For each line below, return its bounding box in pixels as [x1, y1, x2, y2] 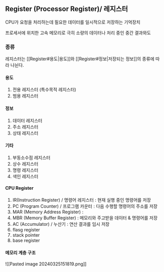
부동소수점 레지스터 [12, 155, 51, 161]
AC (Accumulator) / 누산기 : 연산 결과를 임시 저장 [12, 221, 110, 227]
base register [12, 237, 40, 243]
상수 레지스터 [12, 161, 39, 167]
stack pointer [12, 232, 40, 238]
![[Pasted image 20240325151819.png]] [5, 261, 87, 267]
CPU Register [5, 185, 34, 191]
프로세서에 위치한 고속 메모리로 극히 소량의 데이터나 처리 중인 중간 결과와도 [5, 30, 151, 36]
